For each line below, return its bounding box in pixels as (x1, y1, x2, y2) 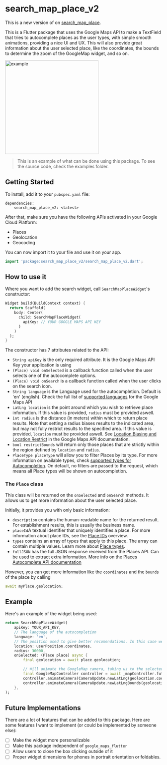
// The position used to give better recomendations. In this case (14, 639, 157, 644)
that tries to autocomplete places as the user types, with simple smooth (5, 34, 152, 40)
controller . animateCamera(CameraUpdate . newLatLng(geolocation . (23, 676, 157, 681)
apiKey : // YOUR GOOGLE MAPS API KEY (23, 319, 101, 325)
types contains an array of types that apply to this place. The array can (12, 538, 158, 544)
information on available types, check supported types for (12, 457, 132, 463)
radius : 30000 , (14, 648, 46, 653)
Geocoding (12, 239, 36, 245)
